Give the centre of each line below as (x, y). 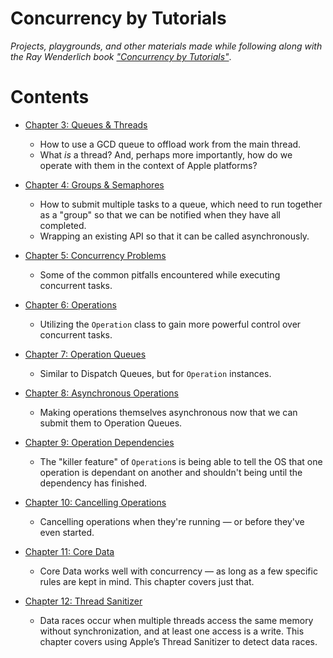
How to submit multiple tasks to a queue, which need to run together (181, 204)
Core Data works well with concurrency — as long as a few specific (178, 571)
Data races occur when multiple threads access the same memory (176, 620)
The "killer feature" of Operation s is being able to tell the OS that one (181, 461)
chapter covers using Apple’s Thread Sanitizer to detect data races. (178, 641)
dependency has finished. (93, 483)
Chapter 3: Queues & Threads (86, 124)
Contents (50, 97)
